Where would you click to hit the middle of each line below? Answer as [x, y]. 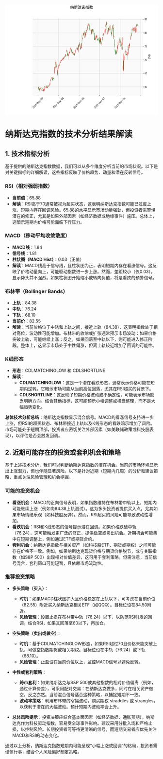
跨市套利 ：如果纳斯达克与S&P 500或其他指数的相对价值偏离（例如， [88, 682]
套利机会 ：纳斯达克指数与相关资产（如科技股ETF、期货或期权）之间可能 [84, 545]
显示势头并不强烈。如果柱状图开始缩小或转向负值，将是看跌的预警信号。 [84, 277]
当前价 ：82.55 [26, 321]
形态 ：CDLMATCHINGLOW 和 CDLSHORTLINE [59, 371]
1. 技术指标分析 [27, 154]
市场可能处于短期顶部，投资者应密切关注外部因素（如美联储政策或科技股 [77, 429]
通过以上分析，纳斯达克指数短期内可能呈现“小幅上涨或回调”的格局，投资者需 [81, 745]
